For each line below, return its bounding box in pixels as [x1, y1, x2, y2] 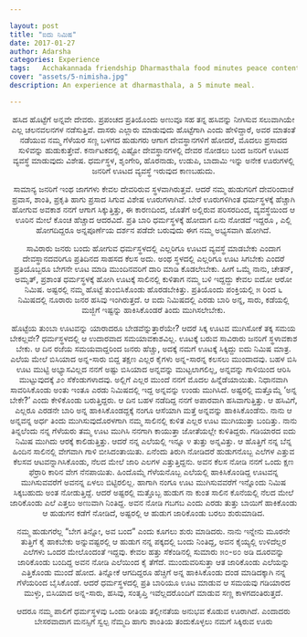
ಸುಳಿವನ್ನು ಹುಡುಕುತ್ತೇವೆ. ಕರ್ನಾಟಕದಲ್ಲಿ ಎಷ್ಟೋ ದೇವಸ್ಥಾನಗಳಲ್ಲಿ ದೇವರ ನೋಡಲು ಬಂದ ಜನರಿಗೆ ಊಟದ [17, 144, 290, 155]
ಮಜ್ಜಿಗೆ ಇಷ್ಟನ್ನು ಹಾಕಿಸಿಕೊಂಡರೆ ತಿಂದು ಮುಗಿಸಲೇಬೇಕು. [81, 304, 226, 315]
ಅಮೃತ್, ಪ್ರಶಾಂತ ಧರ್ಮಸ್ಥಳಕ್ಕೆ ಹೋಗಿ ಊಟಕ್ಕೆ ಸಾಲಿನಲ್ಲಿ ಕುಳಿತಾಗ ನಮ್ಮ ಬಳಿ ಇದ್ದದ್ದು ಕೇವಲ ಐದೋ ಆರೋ [15, 273, 292, 284]
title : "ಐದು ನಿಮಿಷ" [9, 29, 77, 39]
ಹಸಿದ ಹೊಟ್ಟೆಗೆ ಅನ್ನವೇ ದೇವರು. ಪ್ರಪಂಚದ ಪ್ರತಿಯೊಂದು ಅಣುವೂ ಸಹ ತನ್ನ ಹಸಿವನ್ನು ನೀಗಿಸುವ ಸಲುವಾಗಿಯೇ [12, 113, 295, 124]
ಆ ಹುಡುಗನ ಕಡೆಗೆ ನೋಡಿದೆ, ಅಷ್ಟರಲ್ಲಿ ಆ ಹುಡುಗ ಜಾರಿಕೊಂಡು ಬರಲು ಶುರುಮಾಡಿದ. [42, 507, 265, 518]
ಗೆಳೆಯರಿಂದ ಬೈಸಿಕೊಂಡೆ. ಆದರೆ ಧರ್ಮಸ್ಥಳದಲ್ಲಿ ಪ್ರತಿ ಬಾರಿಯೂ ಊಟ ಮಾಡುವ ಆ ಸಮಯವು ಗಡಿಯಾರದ [16, 577, 291, 588]
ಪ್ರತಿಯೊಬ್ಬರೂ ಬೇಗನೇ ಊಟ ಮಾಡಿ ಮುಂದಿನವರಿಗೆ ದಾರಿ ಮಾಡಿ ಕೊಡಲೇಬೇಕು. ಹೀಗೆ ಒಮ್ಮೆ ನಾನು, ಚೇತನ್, [13, 263, 294, 274]
